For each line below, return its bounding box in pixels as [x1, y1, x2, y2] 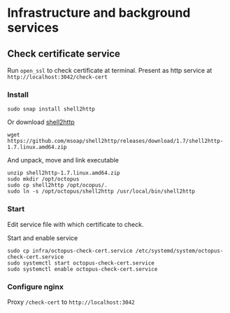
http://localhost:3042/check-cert [7, 74, 108, 81]
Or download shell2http [7, 118, 75, 127]
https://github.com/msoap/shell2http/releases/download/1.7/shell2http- [7, 138, 224, 145]
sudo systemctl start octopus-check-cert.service [7, 259, 155, 267]
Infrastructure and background [7, 5, 191, 21]
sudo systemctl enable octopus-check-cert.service [7, 265, 158, 272]
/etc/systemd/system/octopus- [135, 247, 224, 254]
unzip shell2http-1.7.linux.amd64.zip [7, 169, 120, 176]
